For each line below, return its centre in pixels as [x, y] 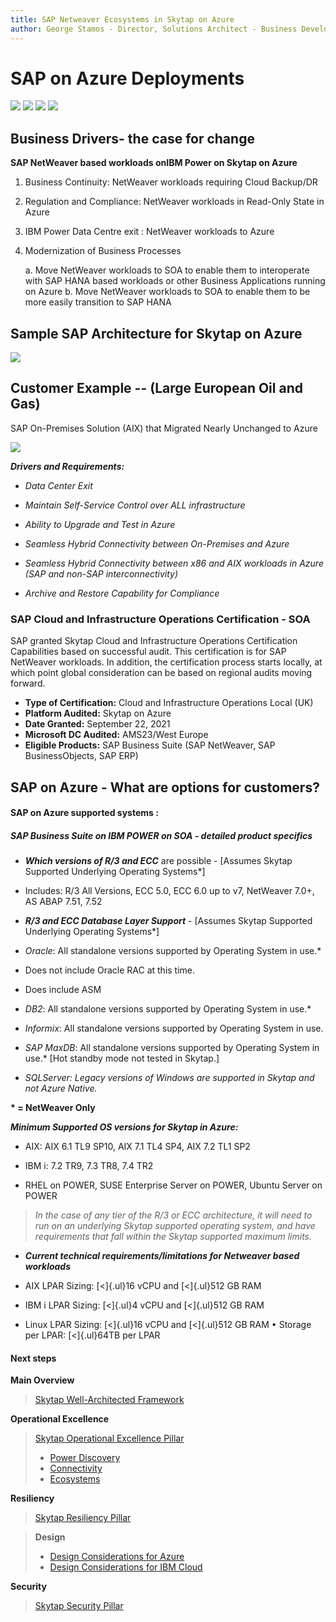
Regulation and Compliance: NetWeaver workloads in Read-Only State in [174, 202]
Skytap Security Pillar [79, 1606]
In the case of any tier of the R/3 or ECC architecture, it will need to [173, 1215]
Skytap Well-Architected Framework [109, 1400]
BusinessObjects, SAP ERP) [81, 756]
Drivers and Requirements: [67, 466]
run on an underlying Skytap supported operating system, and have [175, 1226]
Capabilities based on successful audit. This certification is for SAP [148, 652]
